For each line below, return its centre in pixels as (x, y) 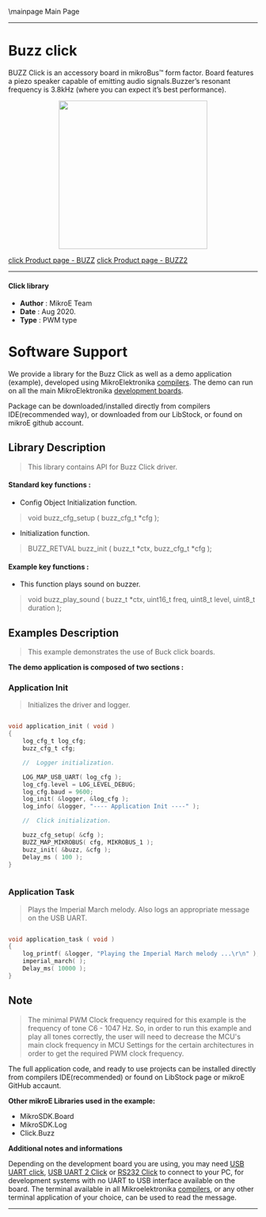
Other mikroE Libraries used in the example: (82, 1101)
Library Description (57, 447)
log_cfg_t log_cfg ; (55, 741)
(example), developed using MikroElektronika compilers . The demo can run (131, 382)
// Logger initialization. (68, 763)
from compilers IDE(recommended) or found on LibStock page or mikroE (127, 1077)
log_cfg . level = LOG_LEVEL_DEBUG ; (79, 784)
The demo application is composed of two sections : (96, 667)
